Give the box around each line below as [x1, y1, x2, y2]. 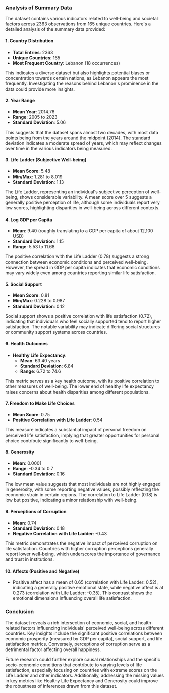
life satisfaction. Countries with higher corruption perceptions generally [5, 546, 154, 552]
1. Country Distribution [5, 37, 54, 44]
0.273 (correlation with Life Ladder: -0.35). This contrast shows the [12, 590, 152, 596]
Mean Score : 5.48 [12, 168, 50, 174]
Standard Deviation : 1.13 [12, 179, 64, 185]
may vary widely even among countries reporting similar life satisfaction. [5, 270, 156, 276]
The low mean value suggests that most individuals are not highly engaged [5, 481, 161, 487]
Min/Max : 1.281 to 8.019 [12, 174, 63, 180]
